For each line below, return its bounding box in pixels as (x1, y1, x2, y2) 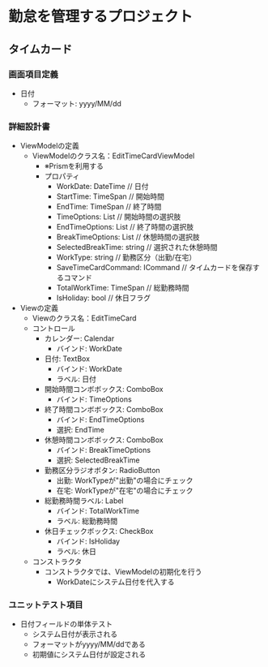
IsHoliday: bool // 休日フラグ (56, 293, 151, 303)
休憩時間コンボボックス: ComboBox (44, 435, 164, 445)
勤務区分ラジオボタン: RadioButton (44, 466, 160, 476)
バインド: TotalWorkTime (56, 506, 140, 516)
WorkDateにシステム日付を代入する (56, 577, 175, 587)
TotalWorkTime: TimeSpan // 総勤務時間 (56, 283, 189, 293)
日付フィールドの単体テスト (19, 619, 113, 629)
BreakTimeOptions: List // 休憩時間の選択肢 (56, 232, 200, 242)
